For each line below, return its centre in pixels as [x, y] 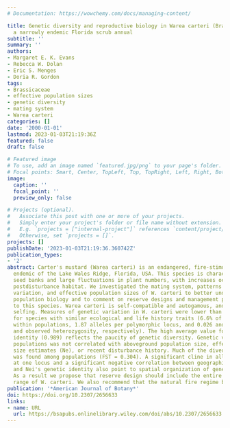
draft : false [26, 147]
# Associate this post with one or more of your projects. [96, 217]
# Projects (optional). [41, 210]
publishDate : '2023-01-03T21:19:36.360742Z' [72, 248]
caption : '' [30, 185]
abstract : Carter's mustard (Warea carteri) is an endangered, [99, 267]
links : [16, 401]
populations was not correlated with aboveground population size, [112, 344]
